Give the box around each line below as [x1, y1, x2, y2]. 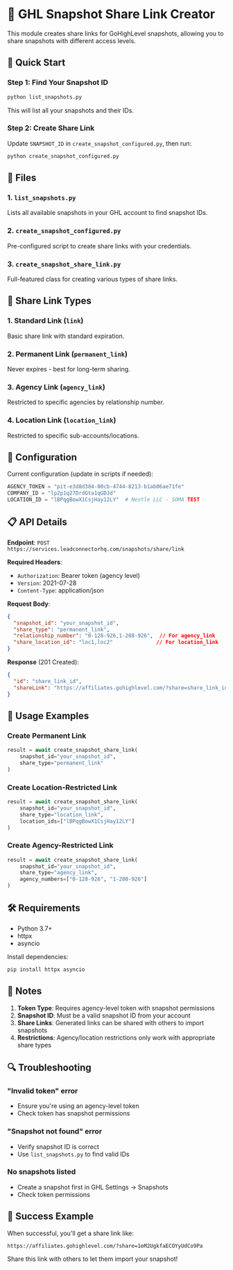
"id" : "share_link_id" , [13, 677, 82, 684]
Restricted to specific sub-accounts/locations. [7, 431, 139, 440]
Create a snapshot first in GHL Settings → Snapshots [17, 1182, 169, 1191]
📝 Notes [7, 986, 42, 997]
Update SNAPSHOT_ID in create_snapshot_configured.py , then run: [7, 139, 192, 147]
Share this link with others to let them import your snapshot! [7, 1255, 178, 1263]
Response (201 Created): [7, 658, 80, 666]
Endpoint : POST [7, 538, 50, 547]
